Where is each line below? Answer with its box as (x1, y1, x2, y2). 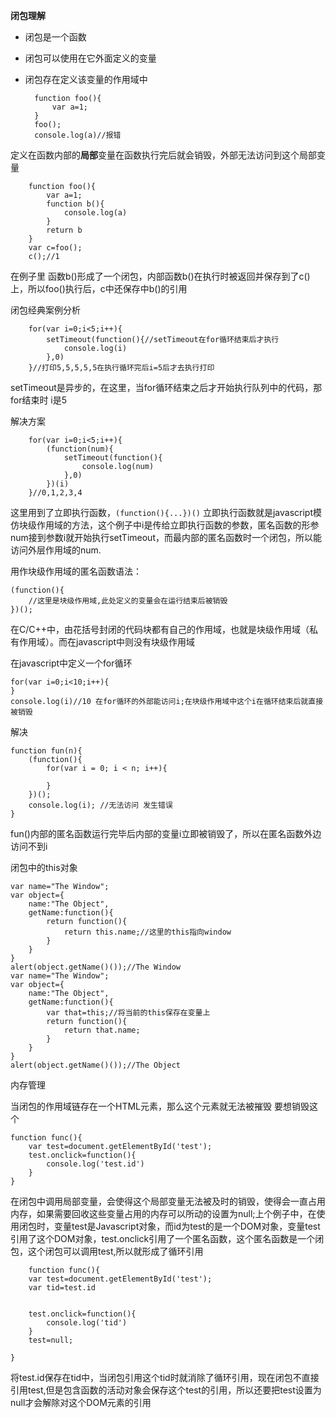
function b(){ (46, 199, 105, 209)
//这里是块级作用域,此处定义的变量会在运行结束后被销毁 (28, 596, 228, 606)
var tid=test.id (28, 1283, 97, 1293)
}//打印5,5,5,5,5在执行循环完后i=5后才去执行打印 (28, 363, 215, 373)
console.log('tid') (46, 1318, 128, 1328)
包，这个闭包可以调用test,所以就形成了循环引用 (10, 1245, 204, 1257)
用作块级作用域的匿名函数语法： (10, 565, 142, 577)
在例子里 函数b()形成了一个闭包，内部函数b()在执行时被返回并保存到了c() (10, 270, 311, 282)
